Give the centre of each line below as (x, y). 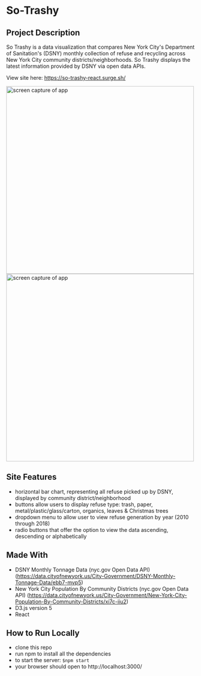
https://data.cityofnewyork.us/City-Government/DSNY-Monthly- (96, 576)
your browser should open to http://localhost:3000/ (78, 666)
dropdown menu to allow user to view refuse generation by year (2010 (102, 517)
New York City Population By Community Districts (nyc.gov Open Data (102, 588)
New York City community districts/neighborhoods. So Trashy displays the (98, 60)
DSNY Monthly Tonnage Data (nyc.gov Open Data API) (82, 569)
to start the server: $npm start (52, 660)
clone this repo (33, 647)
